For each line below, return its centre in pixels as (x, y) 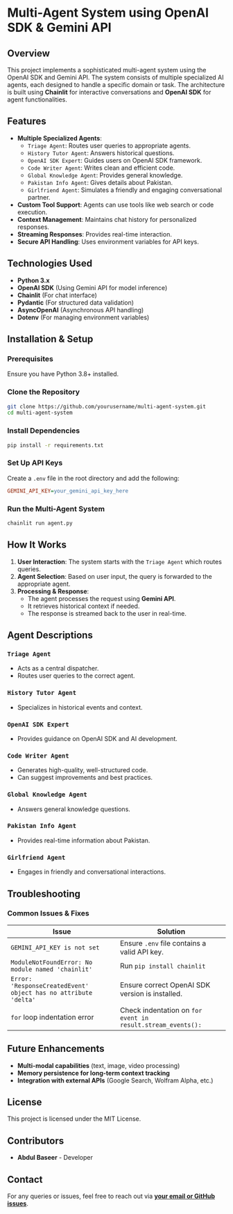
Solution (171, 932)
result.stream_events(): (161, 1025)
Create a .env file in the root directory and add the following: (93, 478)
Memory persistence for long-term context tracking (93, 1073)
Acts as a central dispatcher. (58, 669)
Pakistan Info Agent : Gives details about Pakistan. (100, 182)
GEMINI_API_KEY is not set (55, 947)
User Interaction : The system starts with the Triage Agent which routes (119, 561)
